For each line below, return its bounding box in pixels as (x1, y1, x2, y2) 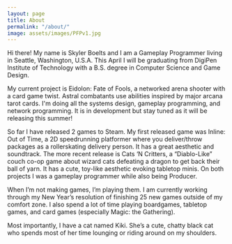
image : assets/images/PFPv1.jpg (7, 29, 101, 37)
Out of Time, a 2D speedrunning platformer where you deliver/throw (7, 135, 203, 144)
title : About (7, 17, 45, 24)
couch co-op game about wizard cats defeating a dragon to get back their (7, 158, 220, 166)
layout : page (7, 10, 45, 17)
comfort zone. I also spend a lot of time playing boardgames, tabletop (7, 200, 208, 209)
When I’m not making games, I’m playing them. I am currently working (7, 185, 208, 194)
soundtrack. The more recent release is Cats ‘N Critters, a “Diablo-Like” (7, 150, 212, 158)
